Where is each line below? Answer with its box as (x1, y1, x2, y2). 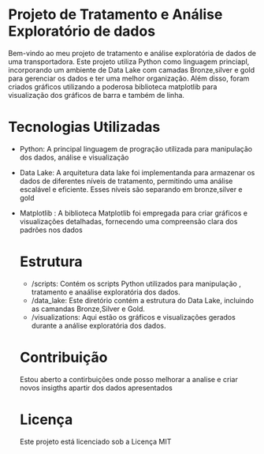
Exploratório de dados (8, 22, 156, 40)
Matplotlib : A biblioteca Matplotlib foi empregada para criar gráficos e (19, 208, 248, 218)
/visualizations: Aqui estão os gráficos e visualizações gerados (31, 312, 236, 321)
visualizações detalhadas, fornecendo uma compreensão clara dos (19, 216, 238, 226)
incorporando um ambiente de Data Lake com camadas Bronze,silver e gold (8, 65, 255, 74)
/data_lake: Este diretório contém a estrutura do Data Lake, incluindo (31, 295, 255, 305)
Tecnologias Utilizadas (8, 118, 161, 136)
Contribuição (19, 349, 108, 366)
